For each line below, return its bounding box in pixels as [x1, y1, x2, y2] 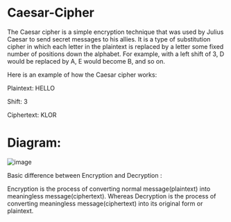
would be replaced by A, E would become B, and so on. [7, 57, 165, 65]
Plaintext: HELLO [7, 84, 55, 92]
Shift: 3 [7, 97, 28, 105]
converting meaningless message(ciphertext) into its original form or [7, 199, 203, 207]
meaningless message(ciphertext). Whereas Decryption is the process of [7, 192, 216, 200]
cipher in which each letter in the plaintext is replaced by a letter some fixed [7, 42, 224, 50]
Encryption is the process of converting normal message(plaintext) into [7, 185, 211, 193]
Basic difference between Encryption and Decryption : [7, 171, 162, 179]
